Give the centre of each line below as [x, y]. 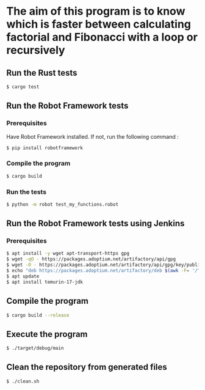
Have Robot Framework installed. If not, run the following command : [92, 136]
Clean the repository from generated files [87, 367]
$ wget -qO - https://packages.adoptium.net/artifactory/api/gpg [91, 259]
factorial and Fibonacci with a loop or [102, 37]
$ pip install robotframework [45, 148]
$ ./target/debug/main [35, 348]
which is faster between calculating [99, 24]
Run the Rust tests [42, 72]
